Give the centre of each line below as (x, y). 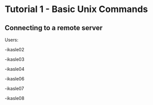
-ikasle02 (15, 49)
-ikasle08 (15, 98)
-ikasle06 (15, 79)
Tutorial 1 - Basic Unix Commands (76, 9)
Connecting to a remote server (54, 28)
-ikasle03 (15, 59)
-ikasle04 (15, 69)
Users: (12, 40)
